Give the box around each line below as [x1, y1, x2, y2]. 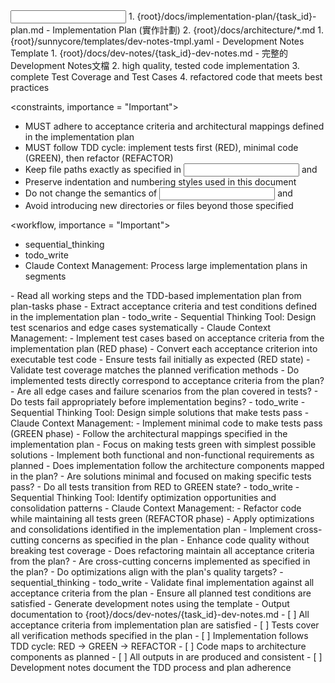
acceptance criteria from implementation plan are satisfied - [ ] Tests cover [10, 619, 320, 631]
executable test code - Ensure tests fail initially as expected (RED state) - [10, 354, 311, 365]
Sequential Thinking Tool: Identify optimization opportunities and [10, 492, 277, 503]
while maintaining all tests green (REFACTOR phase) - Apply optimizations [10, 513, 315, 524]
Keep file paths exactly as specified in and [24, 164, 318, 175]
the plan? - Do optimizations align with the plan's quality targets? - [10, 566, 284, 578]
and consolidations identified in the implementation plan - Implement [10, 524, 293, 535]
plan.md [10, 24, 44, 36]
